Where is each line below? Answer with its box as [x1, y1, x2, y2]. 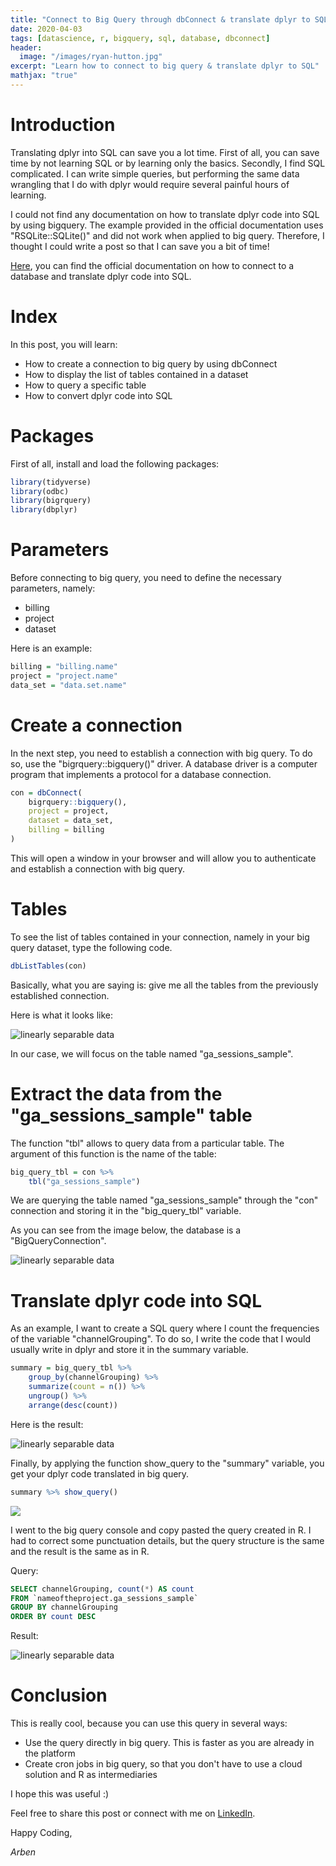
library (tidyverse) [10, 477, 92, 487]
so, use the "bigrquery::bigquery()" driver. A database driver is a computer [10, 757, 318, 770]
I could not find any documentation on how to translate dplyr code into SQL [10, 208, 320, 220]
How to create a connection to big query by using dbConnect [24, 357, 278, 370]
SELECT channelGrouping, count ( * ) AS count [10, 1584, 195, 1594]
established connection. [10, 989, 110, 1001]
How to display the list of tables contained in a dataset [24, 368, 249, 380]
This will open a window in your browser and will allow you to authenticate [10, 852, 317, 864]
